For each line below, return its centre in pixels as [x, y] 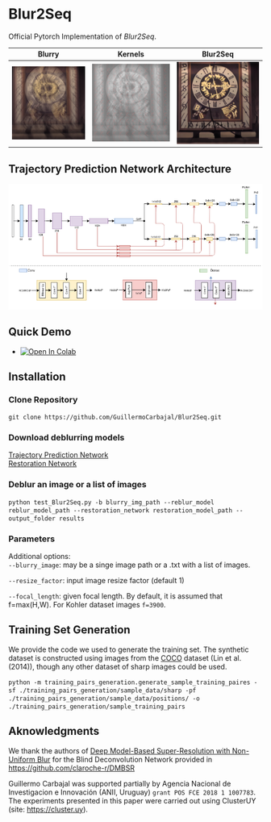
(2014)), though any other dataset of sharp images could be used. [118, 666]
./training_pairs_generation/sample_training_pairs [97, 707]
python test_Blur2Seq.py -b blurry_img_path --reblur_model [112, 502]
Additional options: [40, 557]
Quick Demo [40, 332]
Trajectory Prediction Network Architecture [120, 169]
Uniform [22, 759]
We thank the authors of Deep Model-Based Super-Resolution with [119, 750]
